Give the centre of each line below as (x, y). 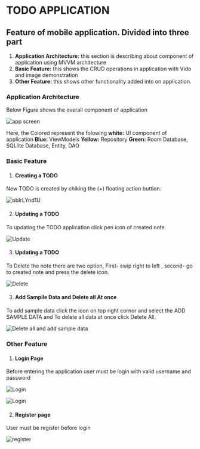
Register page (33, 414)
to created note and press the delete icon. (58, 272)
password (19, 378)
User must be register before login (48, 428)
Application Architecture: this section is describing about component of (104, 56)
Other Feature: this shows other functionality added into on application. (103, 82)
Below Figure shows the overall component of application (77, 110)
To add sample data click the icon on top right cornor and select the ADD (96, 310)
